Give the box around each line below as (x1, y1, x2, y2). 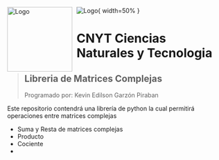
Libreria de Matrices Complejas (24, 72, 163, 84)
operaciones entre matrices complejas (7, 112, 117, 120)
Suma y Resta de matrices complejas (17, 125, 123, 133)
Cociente (17, 140, 44, 148)
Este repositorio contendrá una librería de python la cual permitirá (7, 104, 195, 112)
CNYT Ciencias (76, 31, 166, 46)
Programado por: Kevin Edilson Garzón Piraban (24, 91, 159, 99)
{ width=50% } (98, 7, 140, 14)
